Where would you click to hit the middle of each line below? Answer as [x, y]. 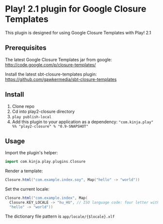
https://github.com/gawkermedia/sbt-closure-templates [61, 79]
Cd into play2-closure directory [43, 111]
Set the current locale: [27, 189]
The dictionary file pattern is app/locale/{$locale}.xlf [60, 216]
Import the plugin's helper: [32, 153]
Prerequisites [26, 48]
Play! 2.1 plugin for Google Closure [76, 9]
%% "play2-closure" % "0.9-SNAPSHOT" [50, 126]
